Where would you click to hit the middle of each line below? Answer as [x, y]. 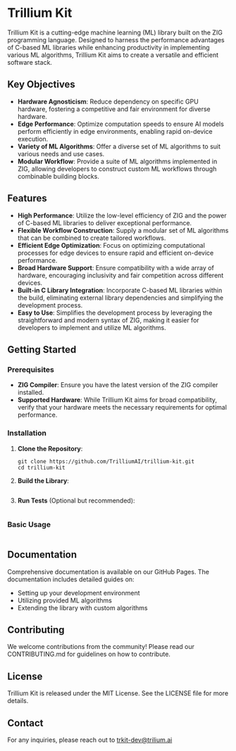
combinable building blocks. [58, 176]
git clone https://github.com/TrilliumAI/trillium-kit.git [106, 461]
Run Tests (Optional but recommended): [76, 500]
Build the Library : [43, 481]
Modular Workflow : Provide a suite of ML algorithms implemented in [117, 161]
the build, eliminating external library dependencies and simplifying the [120, 298]
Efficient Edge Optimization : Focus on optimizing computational [111, 245]
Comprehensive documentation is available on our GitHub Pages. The [108, 572]
